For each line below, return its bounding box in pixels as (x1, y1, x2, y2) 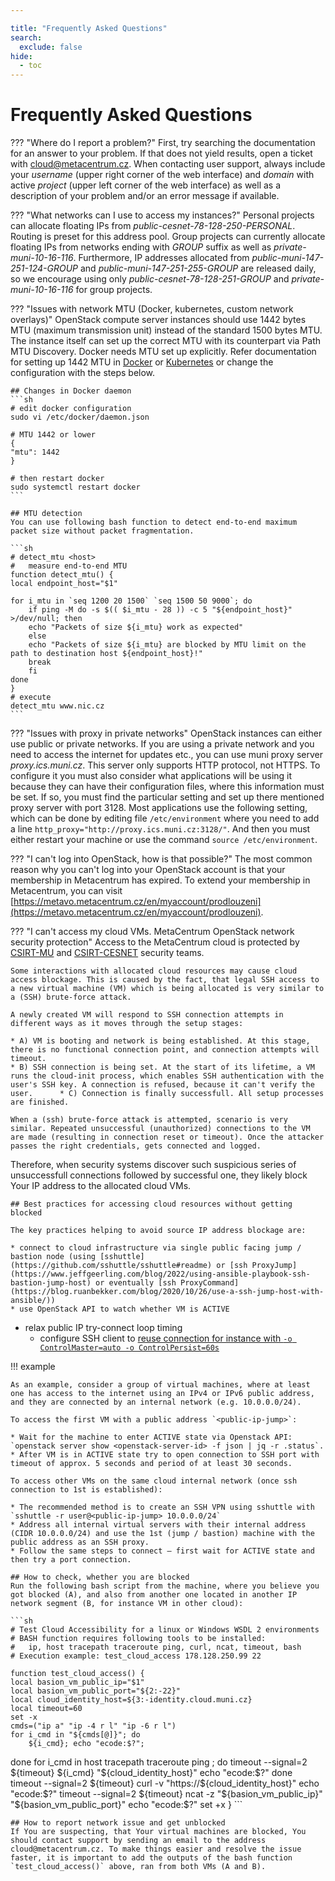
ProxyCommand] (180, 1278, 240, 1288)
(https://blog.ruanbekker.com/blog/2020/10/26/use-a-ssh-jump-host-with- (10, 1287, 325, 1297)
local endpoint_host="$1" (10, 579, 118, 589)
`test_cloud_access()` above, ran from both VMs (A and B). (10, 1862, 267, 1872)
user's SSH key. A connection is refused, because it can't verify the (10, 1080, 315, 1090)
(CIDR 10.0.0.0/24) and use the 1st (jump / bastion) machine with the (10, 1529, 315, 1539)
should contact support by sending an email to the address (10, 1836, 267, 1846)
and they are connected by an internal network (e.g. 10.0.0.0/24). (10, 1397, 302, 1408)
